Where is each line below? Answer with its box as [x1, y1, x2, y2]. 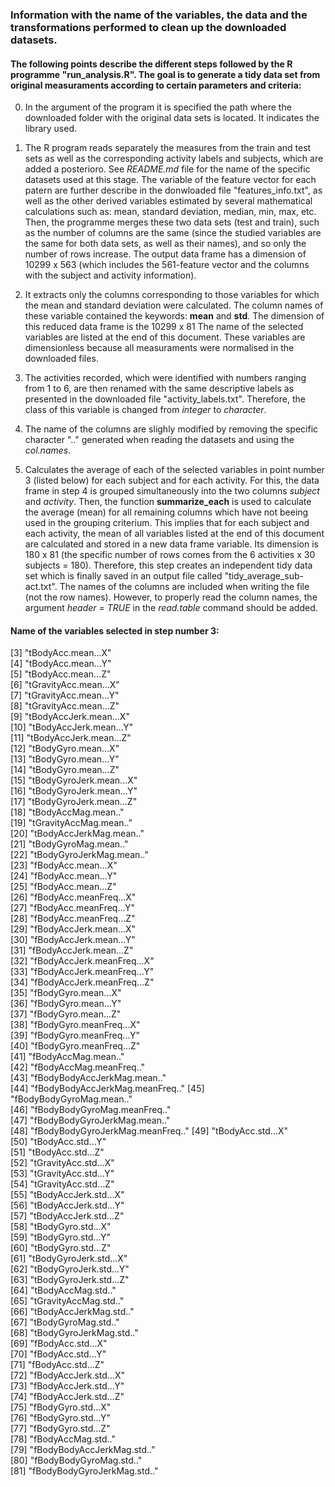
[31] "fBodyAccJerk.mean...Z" [10, 944, 134, 957]
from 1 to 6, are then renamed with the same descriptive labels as [24, 383, 295, 395]
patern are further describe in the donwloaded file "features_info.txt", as [24, 184, 323, 197]
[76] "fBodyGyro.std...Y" [10, 1412, 112, 1424]
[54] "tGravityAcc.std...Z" [10, 1178, 115, 1190]
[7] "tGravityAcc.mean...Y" [10, 689, 120, 702]
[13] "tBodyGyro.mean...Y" [10, 753, 120, 765]
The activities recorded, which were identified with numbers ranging [24, 372, 307, 384]
